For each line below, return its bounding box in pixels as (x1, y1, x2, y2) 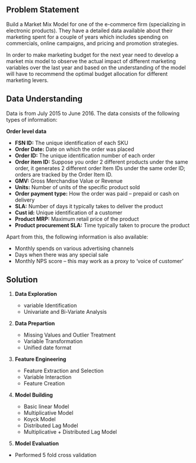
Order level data (6, 128, 47, 135)
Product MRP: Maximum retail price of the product (14, 215, 140, 223)
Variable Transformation (23, 338, 83, 345)
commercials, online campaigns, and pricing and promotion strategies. (6, 39, 179, 47)
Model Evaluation (14, 440, 59, 447)
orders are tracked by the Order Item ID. (14, 171, 113, 178)
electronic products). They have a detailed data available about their (6, 27, 173, 34)
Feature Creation (23, 380, 65, 387)
